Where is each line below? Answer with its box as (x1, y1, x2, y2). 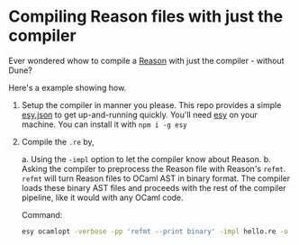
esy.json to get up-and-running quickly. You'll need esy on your (21, 109, 258, 120)
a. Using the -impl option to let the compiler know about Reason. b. (21, 153, 271, 164)
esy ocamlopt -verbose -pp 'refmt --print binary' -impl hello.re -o (21, 227, 289, 236)
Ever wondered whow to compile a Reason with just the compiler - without (8, 55, 285, 66)
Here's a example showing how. (8, 82, 127, 93)
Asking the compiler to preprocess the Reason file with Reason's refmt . (21, 163, 286, 174)
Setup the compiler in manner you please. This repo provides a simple (21, 99, 282, 110)
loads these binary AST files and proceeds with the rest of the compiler (21, 182, 286, 193)
